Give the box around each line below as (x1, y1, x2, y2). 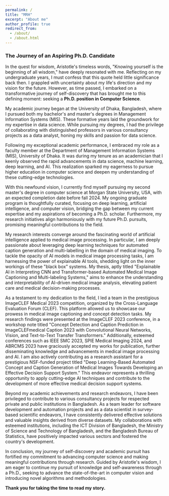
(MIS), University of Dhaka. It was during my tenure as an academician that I (5, 153, 163, 159)
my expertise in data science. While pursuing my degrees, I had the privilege (5, 122, 164, 128)
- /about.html (10, 36, 39, 41)
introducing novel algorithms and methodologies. (5, 475, 107, 481)
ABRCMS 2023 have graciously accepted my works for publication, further (5, 343, 160, 349)
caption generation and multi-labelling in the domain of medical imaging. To (5, 248, 162, 254)
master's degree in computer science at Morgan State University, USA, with (5, 190, 162, 196)
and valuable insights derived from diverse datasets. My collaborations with (5, 417, 162, 423)
